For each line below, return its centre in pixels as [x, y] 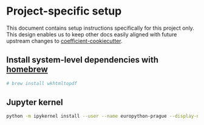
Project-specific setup [64, 11]
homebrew [27, 69]
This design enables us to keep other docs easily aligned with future [92, 34]
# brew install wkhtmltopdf [42, 83]
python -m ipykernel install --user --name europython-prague [87, 117]
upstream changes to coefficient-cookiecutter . [64, 41]
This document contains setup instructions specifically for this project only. [100, 28]
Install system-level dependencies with [83, 60]
